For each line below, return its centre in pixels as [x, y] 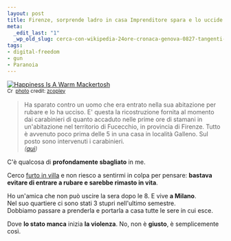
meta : [15, 26]
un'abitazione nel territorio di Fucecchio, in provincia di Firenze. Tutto [122, 126]
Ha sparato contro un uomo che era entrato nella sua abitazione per [120, 105]
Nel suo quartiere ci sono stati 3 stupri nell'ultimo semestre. [92, 203]
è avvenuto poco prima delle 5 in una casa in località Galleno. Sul [116, 134]
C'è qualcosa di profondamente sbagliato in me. [76, 162]
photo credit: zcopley [41, 91]
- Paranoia [23, 65]
